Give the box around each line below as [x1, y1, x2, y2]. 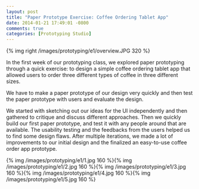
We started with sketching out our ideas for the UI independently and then [6, 107, 188, 114]
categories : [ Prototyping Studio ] [6, 31, 92, 37]
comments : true [6, 25, 44, 32]
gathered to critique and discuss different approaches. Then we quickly [6, 114, 181, 121]
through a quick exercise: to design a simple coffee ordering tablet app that [6, 65, 191, 72]
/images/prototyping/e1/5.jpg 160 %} [6, 176, 96, 183]
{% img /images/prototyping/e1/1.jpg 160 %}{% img [6, 157, 132, 164]
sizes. [6, 78, 21, 85]
